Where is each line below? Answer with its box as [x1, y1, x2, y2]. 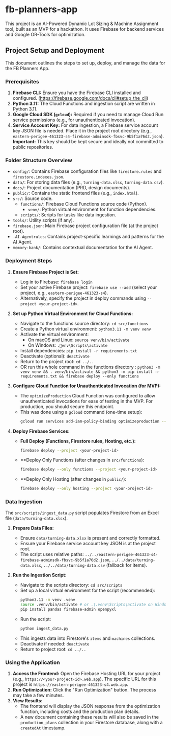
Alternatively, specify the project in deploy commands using [20, 295, 147, 301]
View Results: [12, 698, 43, 704]
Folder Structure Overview [5, 157, 72, 164]
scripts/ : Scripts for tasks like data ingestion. [20, 212, 116, 218]
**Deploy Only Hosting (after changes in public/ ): [20, 476, 126, 482]
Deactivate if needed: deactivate [20, 640, 90, 646]
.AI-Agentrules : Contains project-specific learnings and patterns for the [12, 234, 164, 240]
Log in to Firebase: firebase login [20, 279, 93, 285]
